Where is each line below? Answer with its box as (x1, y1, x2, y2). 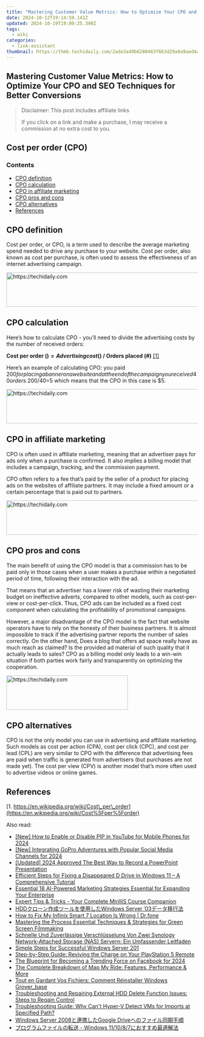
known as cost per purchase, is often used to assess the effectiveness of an (6, 254, 197, 261)
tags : (6, 26, 20, 32)
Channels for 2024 (15, 852, 63, 860)
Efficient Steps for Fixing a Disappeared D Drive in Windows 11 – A (15, 872, 180, 879)
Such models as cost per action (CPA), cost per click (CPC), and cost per (6, 743, 189, 750)
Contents (6, 160, 35, 169)
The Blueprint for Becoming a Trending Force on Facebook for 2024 (15, 957, 186, 964)
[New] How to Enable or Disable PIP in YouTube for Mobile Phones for (15, 833, 190, 841)
